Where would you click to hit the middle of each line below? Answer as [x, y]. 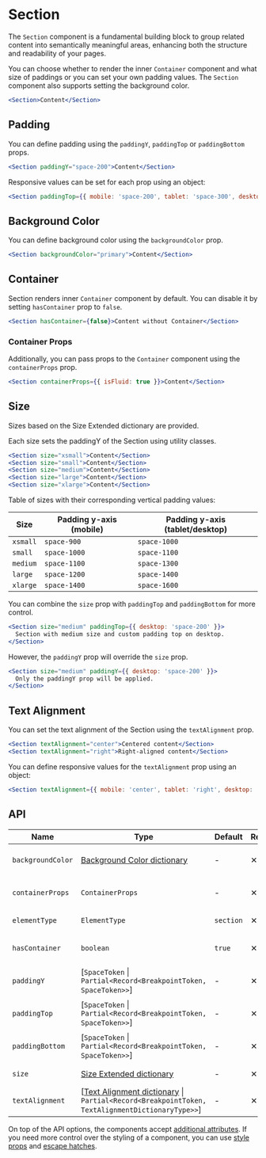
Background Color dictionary [134, 859]
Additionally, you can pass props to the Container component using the [124, 359]
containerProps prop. [43, 368]
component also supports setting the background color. [99, 86]
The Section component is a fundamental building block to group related [127, 36]
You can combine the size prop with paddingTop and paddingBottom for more [132, 604]
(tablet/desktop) [196, 530]
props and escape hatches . [53, 1145]
